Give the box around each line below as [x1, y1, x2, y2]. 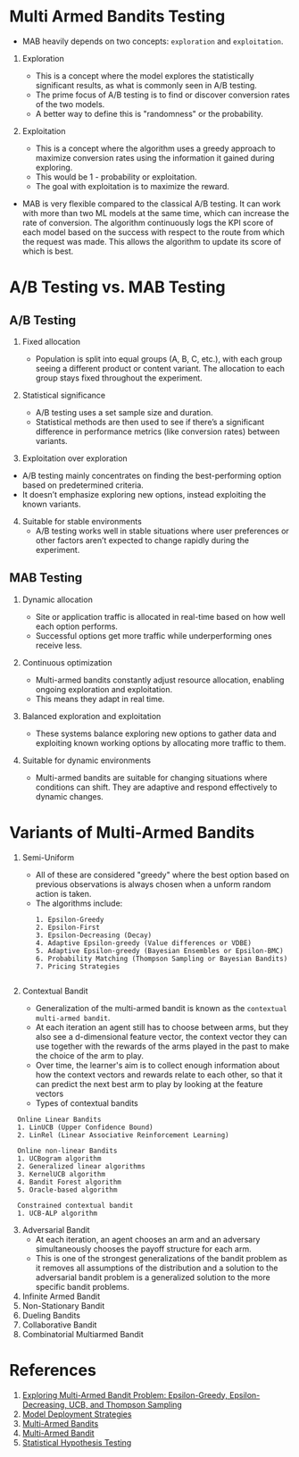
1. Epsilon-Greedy [35, 915, 104, 924]
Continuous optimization [21, 657, 113, 667]
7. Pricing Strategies [35, 962, 120, 971]
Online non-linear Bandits [17, 1146, 118, 1155]
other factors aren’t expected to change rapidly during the [35, 534, 250, 546]
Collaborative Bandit [21, 1319, 97, 1330]
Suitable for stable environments [21, 515, 143, 526]
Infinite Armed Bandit [21, 1291, 101, 1302]
